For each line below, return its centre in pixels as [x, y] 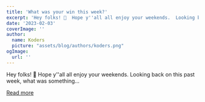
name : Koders [28, 40]
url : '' [22, 57]
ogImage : [17, 52]
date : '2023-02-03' [31, 23]
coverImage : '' [26, 29]
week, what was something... [43, 81]
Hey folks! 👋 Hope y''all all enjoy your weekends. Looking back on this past [101, 74]
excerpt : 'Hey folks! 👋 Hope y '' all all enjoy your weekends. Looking [101, 18]
